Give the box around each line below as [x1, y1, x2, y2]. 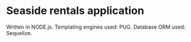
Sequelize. [6, 29, 32, 36]
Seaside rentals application [6, 4, 144, 17]
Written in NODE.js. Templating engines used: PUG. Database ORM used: [6, 23, 186, 30]
